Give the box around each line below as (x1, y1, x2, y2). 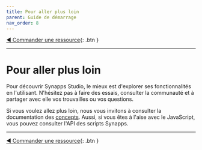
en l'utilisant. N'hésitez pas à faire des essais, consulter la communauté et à (6, 89, 194, 97)
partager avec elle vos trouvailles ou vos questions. (6, 95, 134, 103)
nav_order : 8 (6, 20, 39, 26)
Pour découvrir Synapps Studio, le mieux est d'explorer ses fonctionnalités (6, 83, 191, 90)
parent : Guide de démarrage (6, 14, 77, 20)
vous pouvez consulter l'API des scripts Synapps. (6, 120, 129, 127)
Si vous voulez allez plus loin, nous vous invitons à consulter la (6, 107, 162, 115)
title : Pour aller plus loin (6, 8, 79, 15)
